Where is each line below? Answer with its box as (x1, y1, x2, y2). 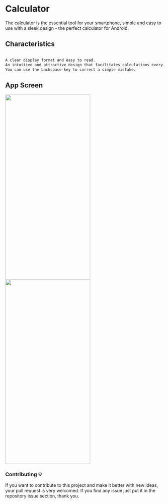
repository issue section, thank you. (5, 493, 79, 499)
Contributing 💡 (5, 471, 42, 478)
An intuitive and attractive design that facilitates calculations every (5, 62, 163, 67)
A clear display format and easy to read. (5, 58, 96, 63)
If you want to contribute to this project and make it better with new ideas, (5, 482, 158, 488)
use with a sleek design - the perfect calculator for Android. (5, 25, 129, 31)
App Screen (5, 81, 43, 89)
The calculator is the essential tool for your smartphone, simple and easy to (5, 20, 162, 26)
